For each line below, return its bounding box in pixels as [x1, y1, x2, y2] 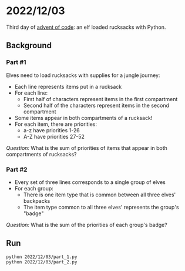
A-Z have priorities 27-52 [23, 133, 85, 140]
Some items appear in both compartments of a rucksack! [14, 114, 153, 121]
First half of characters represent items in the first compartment [23, 95, 178, 102]
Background [6, 41, 52, 51]
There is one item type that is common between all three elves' [23, 191, 176, 198]
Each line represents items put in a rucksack [14, 83, 122, 90]
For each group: [14, 185, 54, 192]
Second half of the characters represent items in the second [23, 102, 169, 109]
